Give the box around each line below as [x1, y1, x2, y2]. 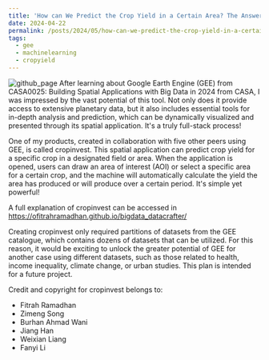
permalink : [8, 26, 45, 34]
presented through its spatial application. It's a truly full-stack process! [8, 121, 242, 130]
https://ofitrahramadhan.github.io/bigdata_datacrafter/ [8, 211, 187, 221]
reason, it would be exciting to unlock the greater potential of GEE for [8, 243, 236, 253]
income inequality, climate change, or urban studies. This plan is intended [8, 261, 251, 270]
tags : [8, 34, 26, 42]
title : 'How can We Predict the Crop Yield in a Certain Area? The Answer [8, 11, 263, 20]
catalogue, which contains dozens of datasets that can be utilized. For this [8, 235, 254, 245]
